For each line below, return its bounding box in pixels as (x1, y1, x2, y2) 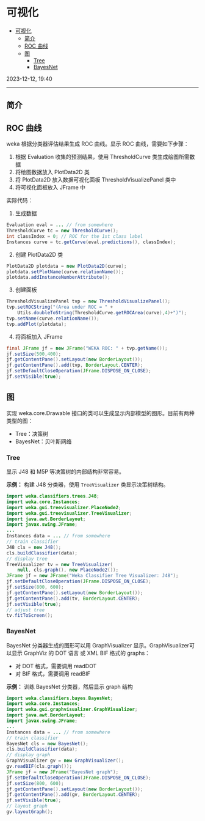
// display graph (6, 752, 51, 758)
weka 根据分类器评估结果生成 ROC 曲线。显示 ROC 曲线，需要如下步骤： (6, 140, 189, 147)
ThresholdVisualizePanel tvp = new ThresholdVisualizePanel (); (6, 298, 171, 304)
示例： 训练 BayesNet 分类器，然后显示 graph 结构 (6, 683, 133, 690)
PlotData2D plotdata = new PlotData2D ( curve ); (6, 263, 127, 269)
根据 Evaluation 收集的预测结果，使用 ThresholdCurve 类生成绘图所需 (15, 153, 190, 161)
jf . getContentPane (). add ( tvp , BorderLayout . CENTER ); (6, 362, 143, 369)
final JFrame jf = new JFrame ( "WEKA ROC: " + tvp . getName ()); (6, 345, 168, 352)
